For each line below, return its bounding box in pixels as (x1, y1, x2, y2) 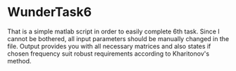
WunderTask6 (7, 4, 92, 20)
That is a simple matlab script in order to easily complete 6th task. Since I (7, 27, 220, 35)
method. (7, 56, 32, 65)
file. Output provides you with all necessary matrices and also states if (7, 42, 211, 50)
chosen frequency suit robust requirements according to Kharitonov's (7, 49, 210, 58)
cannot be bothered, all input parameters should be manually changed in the (7, 34, 230, 42)
